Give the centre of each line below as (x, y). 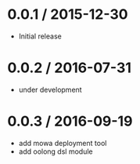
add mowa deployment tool (63, 143)
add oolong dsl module (56, 151)
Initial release (40, 36)
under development (50, 89)
